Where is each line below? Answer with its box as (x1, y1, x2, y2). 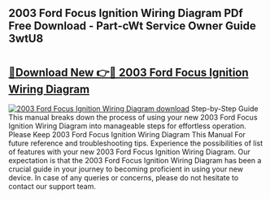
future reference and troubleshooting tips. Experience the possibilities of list (8, 138, 263, 148)
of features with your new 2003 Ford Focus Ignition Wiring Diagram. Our (8, 147, 250, 157)
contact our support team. (8, 182, 96, 191)
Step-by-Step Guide (190, 104, 259, 113)
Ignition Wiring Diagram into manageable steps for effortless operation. (8, 121, 246, 131)
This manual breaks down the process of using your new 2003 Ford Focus (8, 113, 258, 122)
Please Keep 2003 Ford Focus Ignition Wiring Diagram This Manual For (8, 130, 246, 139)
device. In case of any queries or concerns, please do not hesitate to (8, 173, 239, 182)
